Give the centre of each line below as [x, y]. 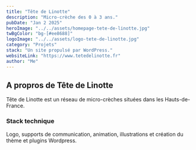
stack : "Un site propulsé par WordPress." [59, 50]
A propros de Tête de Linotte [60, 85]
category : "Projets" [32, 45]
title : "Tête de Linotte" [38, 12]
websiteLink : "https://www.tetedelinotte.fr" [63, 56]
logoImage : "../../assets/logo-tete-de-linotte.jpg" [73, 39]
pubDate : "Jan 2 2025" [34, 23]
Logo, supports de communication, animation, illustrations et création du [95, 134]
